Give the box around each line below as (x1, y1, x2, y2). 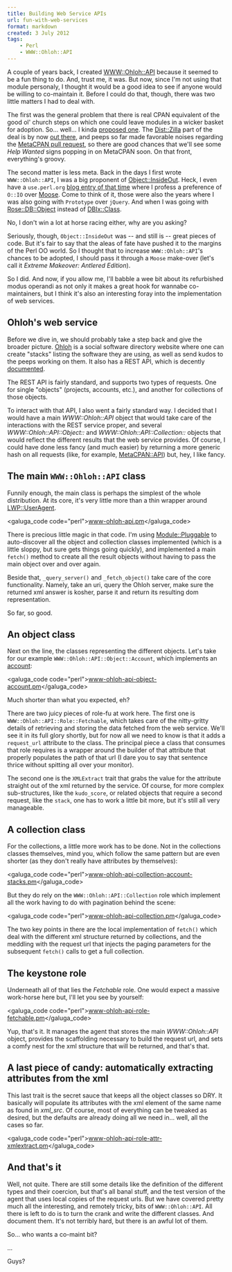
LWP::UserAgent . (7, 503, 57, 512)
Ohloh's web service (7, 316, 98, 329)
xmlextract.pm (7, 1141, 48, 1149)
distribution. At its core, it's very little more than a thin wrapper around (7, 496, 208, 504)
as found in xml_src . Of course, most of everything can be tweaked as (7, 1106, 208, 1114)
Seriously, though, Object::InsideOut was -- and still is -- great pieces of (7, 231, 216, 240)
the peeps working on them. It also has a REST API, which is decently (7, 357, 206, 366)
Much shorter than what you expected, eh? (7, 696, 130, 704)
